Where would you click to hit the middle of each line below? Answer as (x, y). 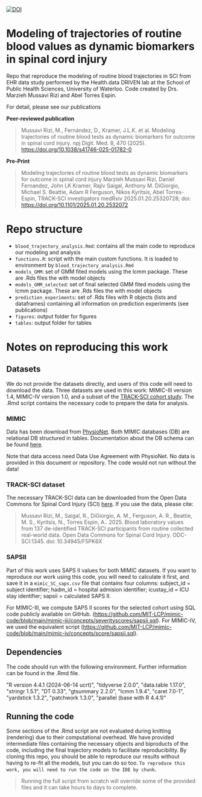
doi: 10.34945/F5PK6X (74, 541)
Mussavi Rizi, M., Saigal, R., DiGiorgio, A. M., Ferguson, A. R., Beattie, (107, 516)
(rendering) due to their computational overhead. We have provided (90, 737)
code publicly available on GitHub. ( (50, 614)
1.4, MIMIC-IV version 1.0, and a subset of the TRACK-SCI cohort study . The (100, 396)
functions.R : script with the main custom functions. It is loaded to (96, 259)
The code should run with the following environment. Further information (96, 667)
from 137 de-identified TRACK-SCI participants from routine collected (107, 529)
